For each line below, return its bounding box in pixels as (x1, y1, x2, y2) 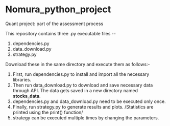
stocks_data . (12, 93, 41, 99)
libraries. (12, 76, 32, 82)
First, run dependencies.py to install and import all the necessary (12, 71, 150, 77)
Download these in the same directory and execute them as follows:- (5, 61, 150, 67)
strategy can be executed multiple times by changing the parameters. (12, 114, 159, 121)
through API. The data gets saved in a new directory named (12, 87, 138, 93)
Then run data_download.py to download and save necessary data (12, 82, 153, 88)
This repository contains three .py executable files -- (5, 30, 116, 36)
